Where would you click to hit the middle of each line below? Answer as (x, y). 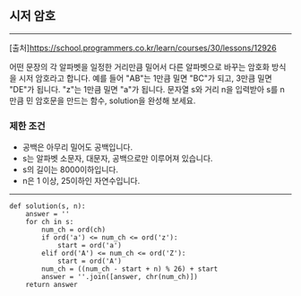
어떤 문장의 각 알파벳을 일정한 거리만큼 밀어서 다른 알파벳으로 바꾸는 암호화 (140, 66)
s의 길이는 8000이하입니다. (70, 170)
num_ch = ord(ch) (73, 230)
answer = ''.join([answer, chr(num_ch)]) (120, 277)
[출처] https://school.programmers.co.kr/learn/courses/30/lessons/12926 (143, 48)
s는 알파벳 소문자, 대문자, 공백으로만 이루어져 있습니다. (117, 159)
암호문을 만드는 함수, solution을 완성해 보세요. (116, 100)
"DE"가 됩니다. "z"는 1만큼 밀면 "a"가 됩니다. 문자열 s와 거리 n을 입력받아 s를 (144, 89)
